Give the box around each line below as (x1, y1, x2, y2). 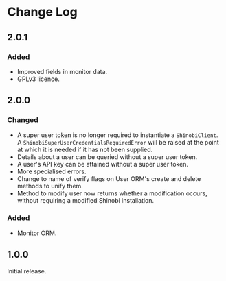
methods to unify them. (16, 182, 84, 190)
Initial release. (7, 267, 47, 275)
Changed (7, 115, 39, 125)
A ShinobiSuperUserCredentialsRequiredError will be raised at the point (16, 138, 220, 146)
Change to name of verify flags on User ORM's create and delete (16, 174, 201, 182)
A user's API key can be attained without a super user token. (16, 160, 189, 168)
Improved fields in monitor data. (16, 67, 108, 75)
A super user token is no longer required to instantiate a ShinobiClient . (16, 131, 218, 139)
